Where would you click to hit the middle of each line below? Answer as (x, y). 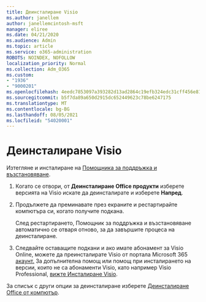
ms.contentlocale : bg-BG (38, 109)
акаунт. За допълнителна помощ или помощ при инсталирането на (103, 261)
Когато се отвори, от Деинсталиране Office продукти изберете (100, 186)
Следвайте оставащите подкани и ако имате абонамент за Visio (99, 248)
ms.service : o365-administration (49, 52)
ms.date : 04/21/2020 (33, 35)
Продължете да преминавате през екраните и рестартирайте (96, 205)
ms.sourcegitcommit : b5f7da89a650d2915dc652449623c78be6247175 (89, 98)
